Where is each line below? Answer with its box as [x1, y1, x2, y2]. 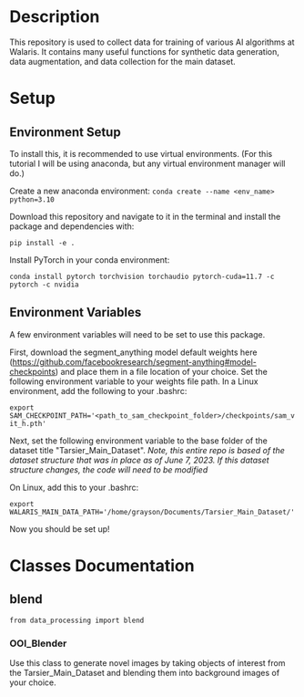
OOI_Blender [9, 637, 67, 650]
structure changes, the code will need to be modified [9, 463, 208, 475]
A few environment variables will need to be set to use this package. [9, 328, 266, 339]
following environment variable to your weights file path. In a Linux [9, 376, 258, 387]
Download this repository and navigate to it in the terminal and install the [9, 211, 281, 222]
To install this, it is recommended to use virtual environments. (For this [9, 148, 273, 159]
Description [9, 6, 100, 27]
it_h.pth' [9, 419, 47, 428]
